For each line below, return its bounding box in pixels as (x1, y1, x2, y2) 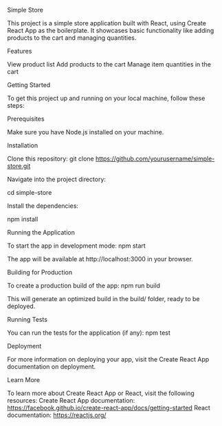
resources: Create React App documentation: (7, 397, 135, 404)
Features (7, 47, 32, 55)
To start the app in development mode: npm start (7, 241, 146, 250)
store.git (7, 162, 31, 170)
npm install (7, 215, 38, 223)
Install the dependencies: (7, 202, 79, 210)
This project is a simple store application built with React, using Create (7, 19, 206, 27)
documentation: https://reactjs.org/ (7, 411, 107, 419)
